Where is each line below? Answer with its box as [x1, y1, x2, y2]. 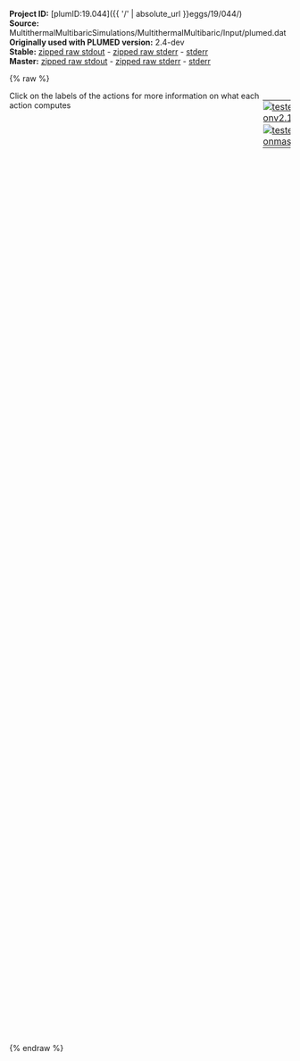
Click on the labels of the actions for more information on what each [9, 90, 260, 101]
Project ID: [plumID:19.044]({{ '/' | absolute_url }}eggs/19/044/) [9, 9, 243, 19]
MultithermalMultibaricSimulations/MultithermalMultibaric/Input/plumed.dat [9, 28, 287, 38]
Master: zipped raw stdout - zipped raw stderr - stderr [9, 56, 212, 66]
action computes [9, 100, 71, 111]
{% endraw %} [9, 1043, 64, 1053]
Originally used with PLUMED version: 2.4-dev [9, 37, 185, 47]
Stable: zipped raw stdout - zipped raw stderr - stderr [9, 46, 208, 57]
